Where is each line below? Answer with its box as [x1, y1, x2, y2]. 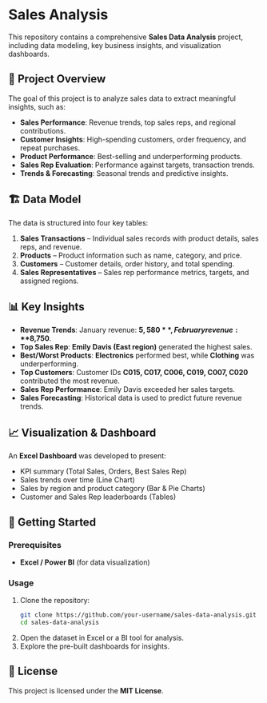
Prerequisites [8, 539, 62, 550]
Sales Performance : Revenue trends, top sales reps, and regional [19, 118, 236, 127]
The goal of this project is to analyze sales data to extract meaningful [8, 94, 236, 103]
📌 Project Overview [8, 72, 106, 86]
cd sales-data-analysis [19, 618, 100, 627]
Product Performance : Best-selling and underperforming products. [19, 151, 242, 161]
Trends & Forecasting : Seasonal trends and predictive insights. [19, 168, 229, 178]
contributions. [19, 126, 66, 135]
